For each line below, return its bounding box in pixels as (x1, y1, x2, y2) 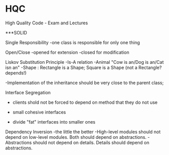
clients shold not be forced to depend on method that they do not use (12, 99, 158, 105)
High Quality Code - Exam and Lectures (5, 20, 88, 26)
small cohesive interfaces (12, 109, 66, 115)
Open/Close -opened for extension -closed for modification (5, 49, 130, 55)
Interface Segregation (5, 89, 51, 95)
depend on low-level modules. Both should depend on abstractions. (5, 134, 147, 140)
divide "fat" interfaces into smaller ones (12, 119, 96, 125)
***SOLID (5, 29, 27, 35)
